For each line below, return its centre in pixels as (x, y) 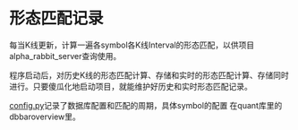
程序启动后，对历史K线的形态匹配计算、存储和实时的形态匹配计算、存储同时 (149, 75)
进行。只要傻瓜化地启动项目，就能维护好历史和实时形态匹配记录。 (131, 86)
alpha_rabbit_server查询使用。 (65, 56)
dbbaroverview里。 (45, 117)
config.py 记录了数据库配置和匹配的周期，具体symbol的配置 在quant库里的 (146, 105)
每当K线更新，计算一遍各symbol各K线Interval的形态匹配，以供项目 (132, 45)
